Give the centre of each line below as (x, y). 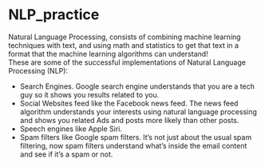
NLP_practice (54, 15)
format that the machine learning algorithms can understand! (109, 54)
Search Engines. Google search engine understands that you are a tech (137, 86)
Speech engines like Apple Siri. (71, 129)
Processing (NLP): (38, 70)
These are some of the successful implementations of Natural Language (127, 62)
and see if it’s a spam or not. (66, 154)
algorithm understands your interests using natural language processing (138, 111)
